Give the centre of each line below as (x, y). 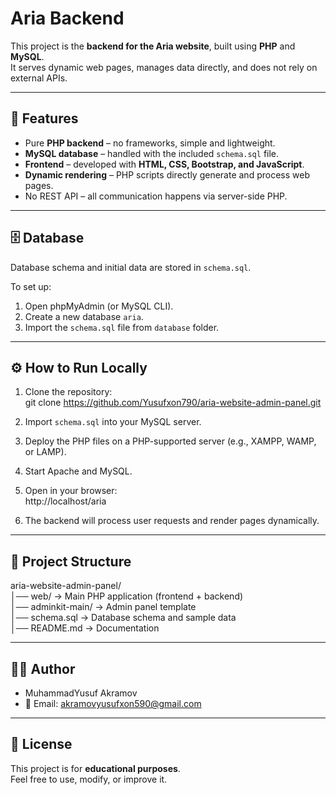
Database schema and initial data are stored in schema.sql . (131, 267)
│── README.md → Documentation (85, 628)
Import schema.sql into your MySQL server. (113, 422)
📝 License (41, 744)
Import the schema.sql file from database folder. (122, 327)
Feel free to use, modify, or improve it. (89, 779)
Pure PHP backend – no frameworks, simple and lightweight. (150, 143)
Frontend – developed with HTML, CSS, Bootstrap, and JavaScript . (164, 164)
